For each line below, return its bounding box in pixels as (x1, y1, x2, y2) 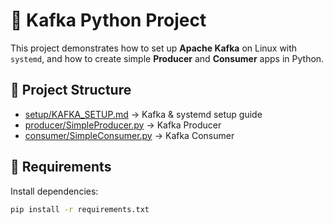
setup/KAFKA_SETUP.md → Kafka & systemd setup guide (24, 108, 263, 120)
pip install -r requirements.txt (10, 204, 150, 214)
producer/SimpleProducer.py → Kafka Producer (24, 119, 222, 131)
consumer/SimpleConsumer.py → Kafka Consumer (24, 129, 235, 141)
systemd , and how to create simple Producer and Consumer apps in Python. (10, 52, 325, 64)
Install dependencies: (10, 185, 99, 197)
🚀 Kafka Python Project (10, 9, 207, 32)
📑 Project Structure (10, 82, 132, 99)
